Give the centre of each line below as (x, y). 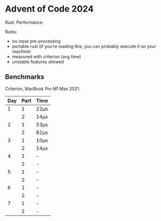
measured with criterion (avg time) (47, 56)
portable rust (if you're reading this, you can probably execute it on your (84, 46)
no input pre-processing (36, 41)
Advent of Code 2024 (49, 9)
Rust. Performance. (24, 22)
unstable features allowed (38, 62)
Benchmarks (25, 77)
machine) (21, 51)
